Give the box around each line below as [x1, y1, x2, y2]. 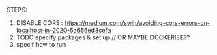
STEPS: [6, 6, 28, 14]
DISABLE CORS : [16, 19, 63, 26]
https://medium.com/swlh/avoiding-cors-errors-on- [64, 19, 211, 26]
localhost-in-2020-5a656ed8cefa [16, 26, 111, 34]
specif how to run [16, 41, 66, 48]
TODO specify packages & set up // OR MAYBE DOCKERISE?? [16, 33, 190, 41]
